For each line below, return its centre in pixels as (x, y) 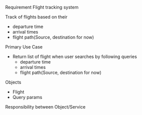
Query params (27, 97)
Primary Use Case (24, 47)
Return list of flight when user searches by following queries (75, 56)
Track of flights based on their (36, 17)
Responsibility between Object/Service (45, 107)
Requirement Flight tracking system (42, 7)
